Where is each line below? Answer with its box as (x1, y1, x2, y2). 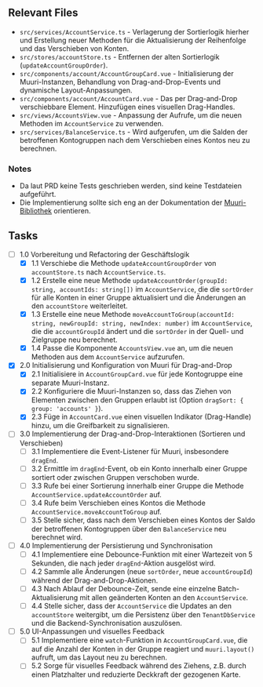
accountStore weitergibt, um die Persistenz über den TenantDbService (31, 610, 256, 620)
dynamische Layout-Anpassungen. (19, 85, 133, 95)
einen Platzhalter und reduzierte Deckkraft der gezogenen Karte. (31, 670, 241, 679)
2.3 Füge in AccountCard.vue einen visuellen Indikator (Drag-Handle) (31, 412, 252, 422)
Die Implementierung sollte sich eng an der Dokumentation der (19, 198, 223, 207)
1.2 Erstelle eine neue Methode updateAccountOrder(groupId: (31, 276, 228, 285)
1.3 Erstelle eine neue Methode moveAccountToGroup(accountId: (31, 310, 236, 319)
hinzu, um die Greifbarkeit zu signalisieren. (31, 421, 170, 431)
